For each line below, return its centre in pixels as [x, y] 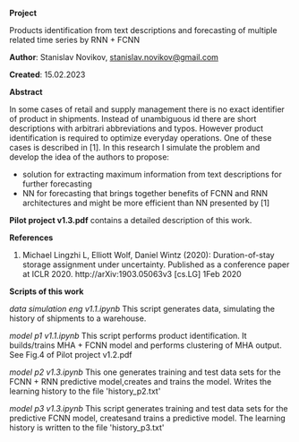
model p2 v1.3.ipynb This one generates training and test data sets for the [145, 372]
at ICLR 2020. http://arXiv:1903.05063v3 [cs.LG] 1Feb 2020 [132, 274]
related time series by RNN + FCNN [75, 40]
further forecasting [57, 184]
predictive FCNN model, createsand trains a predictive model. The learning [148, 418]
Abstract [26, 92]
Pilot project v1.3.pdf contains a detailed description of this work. [131, 220]
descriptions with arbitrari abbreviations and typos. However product [137, 128]
